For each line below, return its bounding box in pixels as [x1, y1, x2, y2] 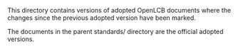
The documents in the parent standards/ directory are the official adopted [7, 28, 224, 36]
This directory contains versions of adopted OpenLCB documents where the [7, 6, 232, 14]
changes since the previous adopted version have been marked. [7, 13, 196, 22]
